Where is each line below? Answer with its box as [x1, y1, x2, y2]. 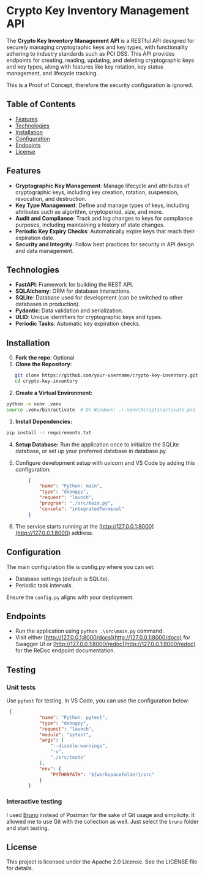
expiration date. [15, 234, 55, 241]
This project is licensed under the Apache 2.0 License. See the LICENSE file [6, 858, 198, 865]
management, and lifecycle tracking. [6, 69, 99, 77]
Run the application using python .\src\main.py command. [15, 627, 164, 634]
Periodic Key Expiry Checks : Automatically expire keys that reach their [15, 227, 195, 235]
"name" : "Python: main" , [39, 483, 103, 489]
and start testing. [6, 824, 50, 832]
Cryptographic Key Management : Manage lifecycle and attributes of [15, 182, 190, 189]
